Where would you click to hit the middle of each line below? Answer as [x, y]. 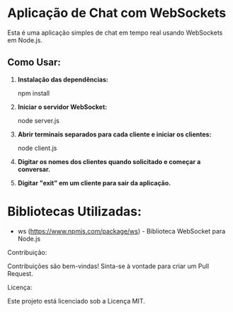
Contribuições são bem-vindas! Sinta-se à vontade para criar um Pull [108, 266]
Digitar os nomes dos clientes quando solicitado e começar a [109, 161]
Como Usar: [34, 63]
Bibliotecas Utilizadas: [74, 211]
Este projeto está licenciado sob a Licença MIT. [76, 301]
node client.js [37, 148]
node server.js [39, 120]
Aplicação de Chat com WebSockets [117, 13]
